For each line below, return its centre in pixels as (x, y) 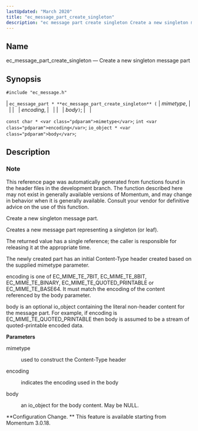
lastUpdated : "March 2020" (39, 11)
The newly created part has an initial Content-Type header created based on (99, 258)
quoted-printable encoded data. (45, 325)
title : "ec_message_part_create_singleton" (60, 17)
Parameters (21, 337)
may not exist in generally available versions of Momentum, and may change (99, 194)
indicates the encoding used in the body (70, 382)
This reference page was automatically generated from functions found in (96, 182)
